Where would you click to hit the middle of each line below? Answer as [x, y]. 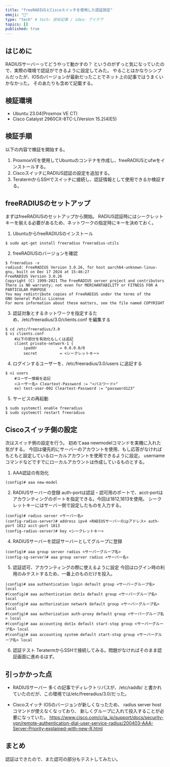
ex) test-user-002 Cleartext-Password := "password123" [75, 389]
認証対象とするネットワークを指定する [53, 313]
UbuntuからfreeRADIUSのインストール [53, 234]
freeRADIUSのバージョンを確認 [45, 253]
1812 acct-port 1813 [38, 526]
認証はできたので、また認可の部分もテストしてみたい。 [63, 759]
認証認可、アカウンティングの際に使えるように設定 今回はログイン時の [87, 567]
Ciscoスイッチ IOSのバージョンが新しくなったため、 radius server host [87, 705]
